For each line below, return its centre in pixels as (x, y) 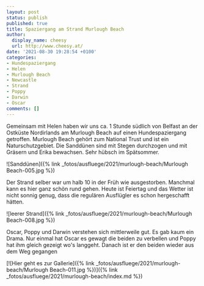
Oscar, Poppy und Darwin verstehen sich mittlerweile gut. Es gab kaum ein (100, 232)
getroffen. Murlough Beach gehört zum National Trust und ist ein (88, 139)
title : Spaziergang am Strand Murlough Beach (65, 29)
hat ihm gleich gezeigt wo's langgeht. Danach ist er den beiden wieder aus (100, 244)
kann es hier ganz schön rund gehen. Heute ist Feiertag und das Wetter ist (100, 189)
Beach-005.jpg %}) (31, 170)
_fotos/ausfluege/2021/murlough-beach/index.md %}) (75, 276)
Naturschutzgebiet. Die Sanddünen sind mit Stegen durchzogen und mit (97, 145)
